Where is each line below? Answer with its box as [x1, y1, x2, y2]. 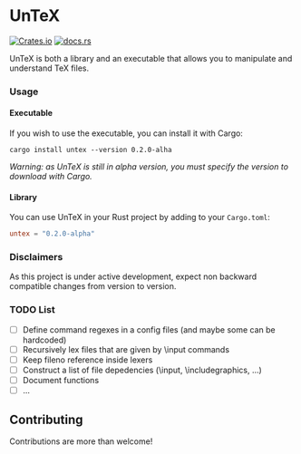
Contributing [9, 411, 83, 427]
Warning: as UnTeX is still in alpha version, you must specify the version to [9, 161, 288, 172]
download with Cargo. [9, 171, 92, 182]
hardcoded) [22, 334, 67, 345]
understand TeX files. [9, 63, 89, 73]
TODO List [9, 304, 56, 316]
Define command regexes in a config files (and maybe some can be [22, 324, 276, 335]
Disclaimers [9, 251, 63, 264]
